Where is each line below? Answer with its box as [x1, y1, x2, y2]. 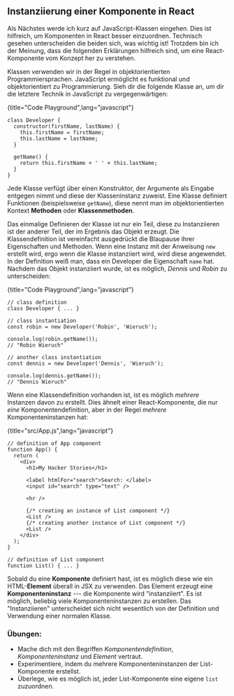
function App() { [7, 446, 58, 453]
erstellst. [55, 667, 81, 676]
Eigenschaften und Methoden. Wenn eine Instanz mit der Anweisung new [7, 242, 216, 250]
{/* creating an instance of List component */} [25, 507, 170, 514]
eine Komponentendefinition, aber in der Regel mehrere [7, 405, 167, 414]
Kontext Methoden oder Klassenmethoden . [7, 206, 135, 215]
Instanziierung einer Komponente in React [7, 6, 195, 17]
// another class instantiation [7, 354, 101, 361]
